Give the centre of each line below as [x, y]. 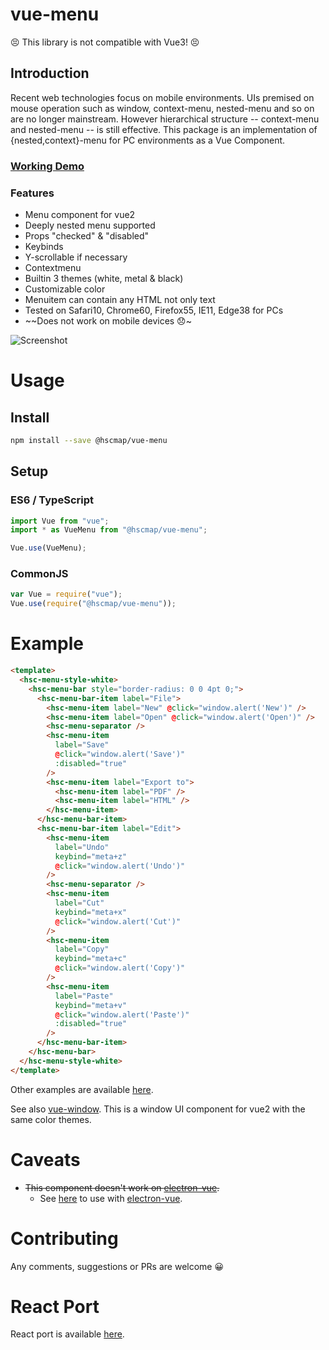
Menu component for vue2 [80, 214]
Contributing [64, 1238]
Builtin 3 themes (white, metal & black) [104, 278]
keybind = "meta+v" [91, 1005]
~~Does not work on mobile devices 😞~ [108, 320]
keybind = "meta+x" [91, 912]
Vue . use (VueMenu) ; [48, 548]
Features [32, 193]
